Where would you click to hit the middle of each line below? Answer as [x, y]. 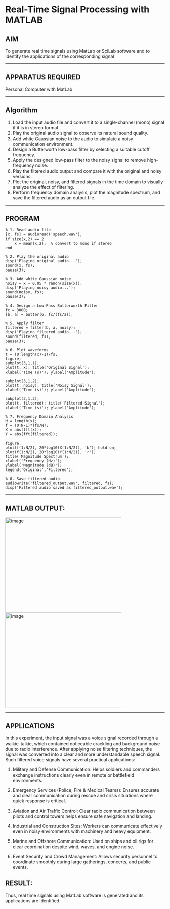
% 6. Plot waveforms [27, 350]
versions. [22, 176]
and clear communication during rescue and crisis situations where [83, 796]
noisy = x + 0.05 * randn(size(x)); [44, 283]
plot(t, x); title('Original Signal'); [47, 368]
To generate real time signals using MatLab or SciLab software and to [78, 51]
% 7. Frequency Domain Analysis [39, 417]
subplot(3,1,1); [22, 363]
